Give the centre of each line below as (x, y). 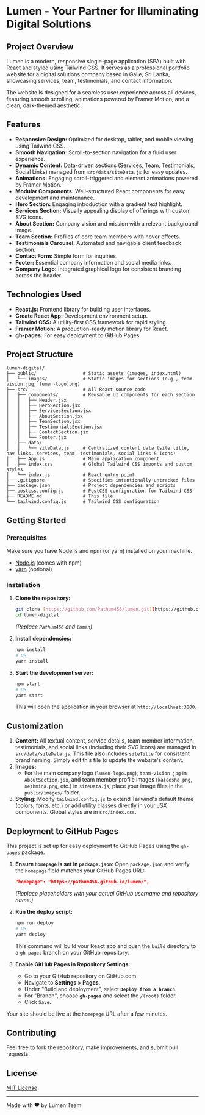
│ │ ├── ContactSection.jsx (47, 432)
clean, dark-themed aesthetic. (44, 105)
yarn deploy (30, 934)
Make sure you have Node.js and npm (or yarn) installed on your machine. (99, 551)
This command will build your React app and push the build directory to (106, 946)
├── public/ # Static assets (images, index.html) (94, 374)
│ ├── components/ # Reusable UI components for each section (101, 395)
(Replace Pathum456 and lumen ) (54, 627)
